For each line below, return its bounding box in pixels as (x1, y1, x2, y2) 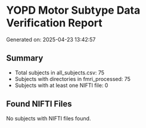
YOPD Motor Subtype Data (6, 4, 141, 17)
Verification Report (6, 16, 102, 30)
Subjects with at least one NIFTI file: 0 (14, 82, 108, 89)
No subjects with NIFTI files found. (6, 114, 91, 122)
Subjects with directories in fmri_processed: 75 (14, 75, 131, 82)
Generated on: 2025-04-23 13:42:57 (6, 36, 96, 43)
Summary (6, 53, 44, 63)
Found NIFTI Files (6, 99, 73, 109)
